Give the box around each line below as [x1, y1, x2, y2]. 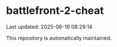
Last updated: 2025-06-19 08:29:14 [6, 23, 93, 30]
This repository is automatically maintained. [6, 34, 112, 41]
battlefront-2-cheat [6, 4, 104, 17]
